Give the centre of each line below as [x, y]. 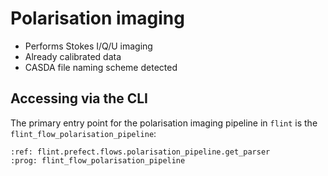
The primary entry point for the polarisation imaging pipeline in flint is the [164, 123]
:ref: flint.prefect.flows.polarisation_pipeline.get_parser [140, 152]
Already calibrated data [73, 56]
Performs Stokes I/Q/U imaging [88, 46]
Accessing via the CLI [79, 98]
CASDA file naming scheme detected [101, 67]
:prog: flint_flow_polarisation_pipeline [98, 160]
